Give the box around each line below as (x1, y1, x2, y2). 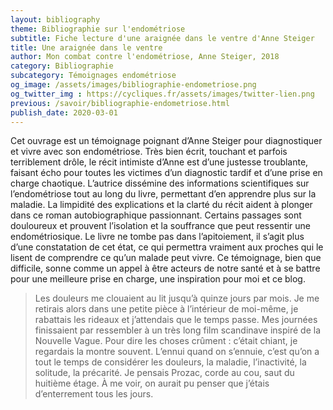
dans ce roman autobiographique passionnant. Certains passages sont (10, 209, 302, 221)
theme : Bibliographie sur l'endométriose (10, 24, 186, 34)
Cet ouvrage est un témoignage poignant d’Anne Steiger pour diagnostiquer (10, 135, 323, 147)
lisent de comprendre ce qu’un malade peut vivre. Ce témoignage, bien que (10, 252, 322, 264)
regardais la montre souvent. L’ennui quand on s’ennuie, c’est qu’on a (34, 346, 320, 358)
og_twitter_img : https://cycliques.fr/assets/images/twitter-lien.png (10, 89, 315, 99)
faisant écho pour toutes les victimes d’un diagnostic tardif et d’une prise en (10, 167, 323, 179)
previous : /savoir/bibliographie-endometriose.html (10, 98, 230, 108)
